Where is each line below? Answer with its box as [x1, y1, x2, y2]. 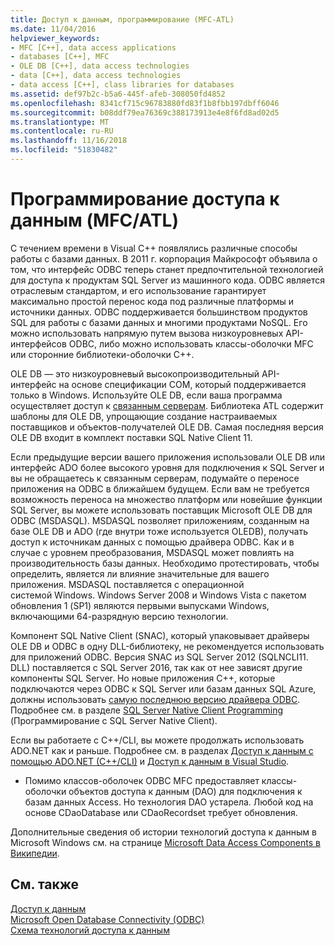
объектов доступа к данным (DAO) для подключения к [68, 785, 303, 797]
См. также [10, 876, 80, 893]
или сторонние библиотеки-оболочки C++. [10, 348, 195, 360]
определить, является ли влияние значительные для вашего [10, 567, 270, 580]
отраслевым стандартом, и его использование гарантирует [10, 284, 267, 296]
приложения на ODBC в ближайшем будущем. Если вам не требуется [10, 482, 310, 495]
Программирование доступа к [10, 188, 280, 211]
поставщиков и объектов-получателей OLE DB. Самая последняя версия [10, 421, 324, 433]
